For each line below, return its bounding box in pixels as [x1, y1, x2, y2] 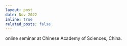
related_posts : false [5, 21, 51, 27]
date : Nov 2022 [5, 12, 37, 17]
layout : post [5, 7, 33, 13]
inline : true [5, 17, 33, 22]
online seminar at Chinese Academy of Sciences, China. [5, 35, 122, 41]
